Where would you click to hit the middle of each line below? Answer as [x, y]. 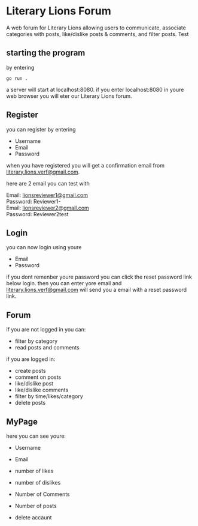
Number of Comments [42, 494]
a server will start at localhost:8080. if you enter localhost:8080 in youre [95, 89]
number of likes [34, 471]
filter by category [36, 341]
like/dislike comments [42, 390]
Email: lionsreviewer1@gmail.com [47, 195]
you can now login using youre [44, 247]
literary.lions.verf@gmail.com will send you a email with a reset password [97, 290]
